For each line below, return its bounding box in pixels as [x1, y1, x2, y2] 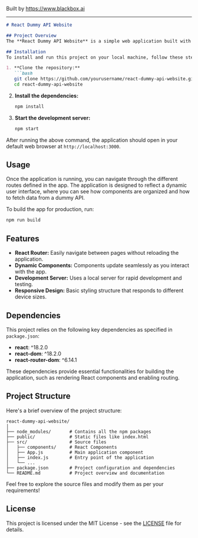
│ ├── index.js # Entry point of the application [6, 455, 154, 461]
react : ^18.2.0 [14, 343, 48, 351]
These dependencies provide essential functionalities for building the [6, 368, 174, 375]
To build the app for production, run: [6, 206, 94, 213]
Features [6, 234, 39, 244]
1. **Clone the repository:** [6, 65, 81, 71]
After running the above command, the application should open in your [6, 136, 178, 144]
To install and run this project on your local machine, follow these [6, 54, 183, 60]
